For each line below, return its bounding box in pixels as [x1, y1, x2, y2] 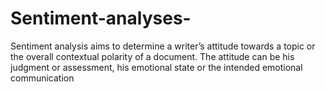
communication [10, 72, 75, 84]
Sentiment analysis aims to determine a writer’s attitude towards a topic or [10, 40, 316, 52]
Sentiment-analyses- [10, 7, 192, 30]
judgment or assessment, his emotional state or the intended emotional [10, 61, 303, 73]
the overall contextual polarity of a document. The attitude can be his [10, 50, 295, 62]
